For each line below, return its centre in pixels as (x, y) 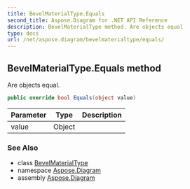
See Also (23, 148)
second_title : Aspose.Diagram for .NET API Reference (88, 20)
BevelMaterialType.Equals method (84, 68)
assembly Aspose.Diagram (56, 178)
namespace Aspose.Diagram (59, 170)
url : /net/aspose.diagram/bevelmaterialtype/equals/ (86, 40)
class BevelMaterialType (53, 163)
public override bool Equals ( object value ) (72, 98)
